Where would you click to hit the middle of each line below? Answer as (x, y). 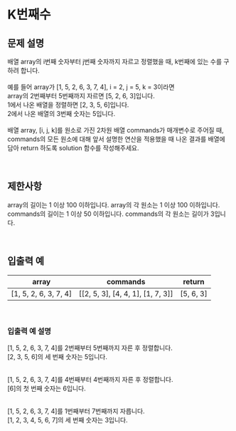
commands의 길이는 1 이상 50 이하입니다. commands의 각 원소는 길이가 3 (111, 214)
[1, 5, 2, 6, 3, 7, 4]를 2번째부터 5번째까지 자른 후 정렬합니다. (90, 348)
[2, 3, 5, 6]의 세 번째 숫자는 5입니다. (58, 356)
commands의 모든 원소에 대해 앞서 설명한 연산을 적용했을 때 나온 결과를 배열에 (116, 139)
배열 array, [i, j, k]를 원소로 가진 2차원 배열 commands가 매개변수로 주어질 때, (116, 130)
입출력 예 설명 (29, 331)
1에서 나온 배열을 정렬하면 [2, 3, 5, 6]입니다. (68, 105)
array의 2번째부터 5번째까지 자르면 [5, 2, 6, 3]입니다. (81, 96)
